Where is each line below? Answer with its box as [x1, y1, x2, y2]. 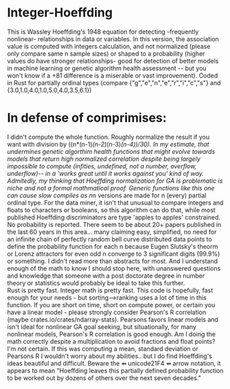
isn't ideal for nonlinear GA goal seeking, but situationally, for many [7, 322, 197, 331]
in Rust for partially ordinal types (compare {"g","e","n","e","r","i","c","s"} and [7, 78, 221, 87]
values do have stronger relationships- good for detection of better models [7, 56, 219, 65]
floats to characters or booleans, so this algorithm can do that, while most [7, 205, 216, 214]
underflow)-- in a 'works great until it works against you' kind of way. [7, 169, 205, 177]
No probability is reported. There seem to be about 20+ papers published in [7, 220, 222, 228]
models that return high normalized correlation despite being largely [7, 155, 200, 163]
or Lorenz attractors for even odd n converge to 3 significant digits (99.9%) [7, 249, 220, 258]
